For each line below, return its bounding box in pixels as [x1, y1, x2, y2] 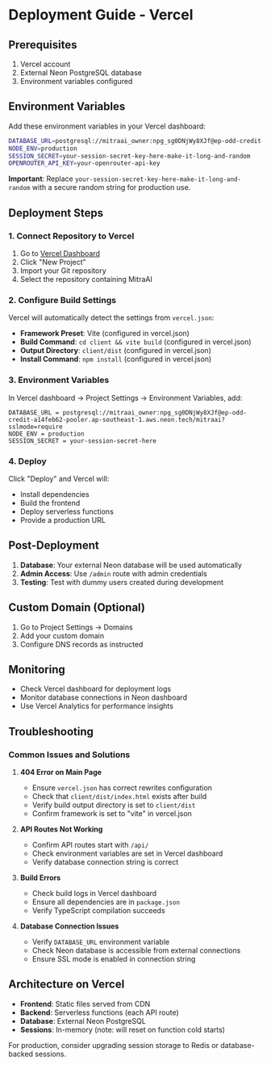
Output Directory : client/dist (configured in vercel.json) [19, 346, 212, 356]
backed [8, 1049, 34, 1059]
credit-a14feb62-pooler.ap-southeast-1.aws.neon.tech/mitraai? [8, 415, 226, 423]
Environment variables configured [19, 77, 133, 86]
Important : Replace [8, 174, 74, 183]
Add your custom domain [19, 630, 105, 640]
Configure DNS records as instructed [19, 639, 144, 649]
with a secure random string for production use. [31, 183, 191, 192]
